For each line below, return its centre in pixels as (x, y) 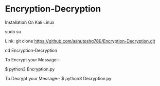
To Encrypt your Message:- (32, 59)
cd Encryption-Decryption (31, 50)
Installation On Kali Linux (30, 22)
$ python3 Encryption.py (30, 69)
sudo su (13, 31)
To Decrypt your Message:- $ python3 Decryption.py (58, 78)
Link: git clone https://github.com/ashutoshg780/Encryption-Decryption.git (80, 41)
